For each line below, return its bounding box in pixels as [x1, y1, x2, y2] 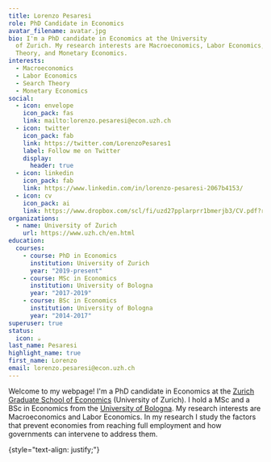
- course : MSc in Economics [23, 274, 117, 282]
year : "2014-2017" [29, 311, 92, 319]
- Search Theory [15, 79, 70, 87]
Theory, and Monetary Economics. [15, 49, 128, 57]
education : [8, 237, 45, 245]
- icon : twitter [15, 124, 70, 132]
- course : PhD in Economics [23, 252, 117, 260]
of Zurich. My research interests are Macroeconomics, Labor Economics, [15, 42, 265, 50]
